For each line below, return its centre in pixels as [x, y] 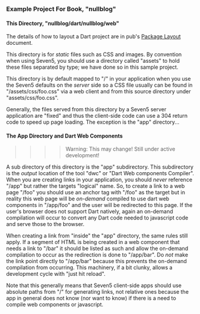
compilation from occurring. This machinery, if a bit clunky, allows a [90, 267]
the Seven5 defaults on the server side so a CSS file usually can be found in [99, 85]
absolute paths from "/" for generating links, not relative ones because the [98, 292]
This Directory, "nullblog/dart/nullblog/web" [63, 23]
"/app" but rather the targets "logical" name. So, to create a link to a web [96, 186]
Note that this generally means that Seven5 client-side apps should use [94, 285]
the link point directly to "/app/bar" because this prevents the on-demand [96, 261]
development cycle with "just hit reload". [56, 274]
